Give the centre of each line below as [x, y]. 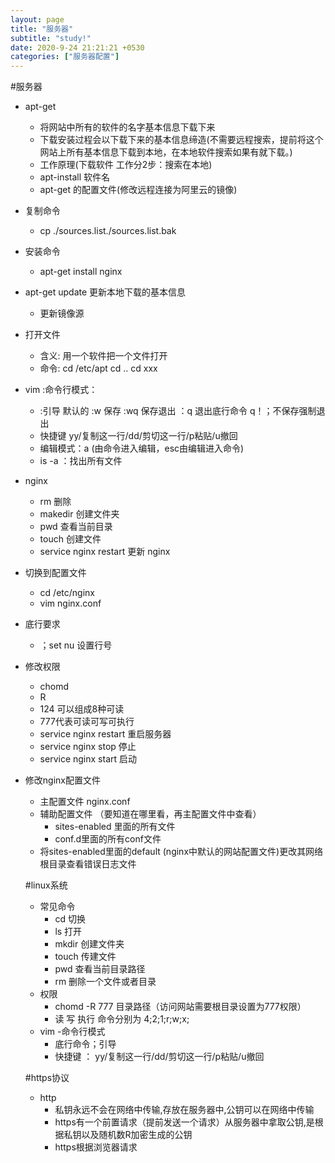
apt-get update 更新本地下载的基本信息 [105, 292]
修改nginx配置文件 [62, 780]
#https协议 [47, 1078]
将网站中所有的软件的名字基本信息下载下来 [127, 127]
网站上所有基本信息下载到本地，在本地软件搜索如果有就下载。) [166, 152]
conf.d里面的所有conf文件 [108, 839]
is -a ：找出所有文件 [81, 461]
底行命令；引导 [85, 1044]
